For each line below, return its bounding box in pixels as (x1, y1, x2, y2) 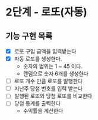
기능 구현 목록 (5, 31, 53, 41)
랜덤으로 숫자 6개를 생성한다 (23, 70, 88, 77)
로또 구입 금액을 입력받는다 (14, 48, 77, 55)
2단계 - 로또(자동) (5, 5, 87, 19)
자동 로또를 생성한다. (14, 55, 62, 62)
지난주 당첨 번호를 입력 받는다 (14, 85, 83, 92)
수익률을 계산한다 (23, 108, 64, 115)
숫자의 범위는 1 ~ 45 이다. (23, 63, 83, 70)
